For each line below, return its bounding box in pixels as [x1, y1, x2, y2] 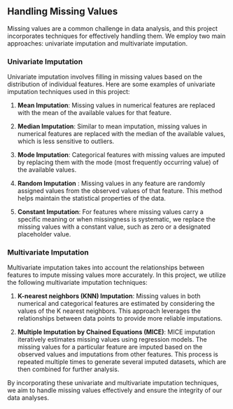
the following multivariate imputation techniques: [7, 279, 148, 287]
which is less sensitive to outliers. [17, 137, 115, 146]
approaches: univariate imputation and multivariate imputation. [7, 39, 188, 48]
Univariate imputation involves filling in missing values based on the [7, 73, 203, 81]
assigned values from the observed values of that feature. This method [17, 187, 223, 195]
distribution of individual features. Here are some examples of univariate [7, 80, 216, 88]
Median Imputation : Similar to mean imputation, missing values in [17, 122, 208, 130]
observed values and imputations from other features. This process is [17, 350, 218, 358]
